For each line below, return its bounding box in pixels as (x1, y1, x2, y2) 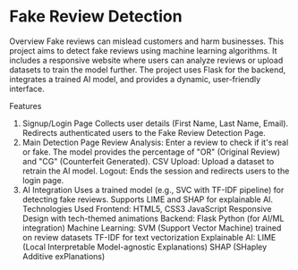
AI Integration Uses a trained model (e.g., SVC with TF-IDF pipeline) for (21, 184, 285, 195)
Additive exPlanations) (21, 250, 106, 261)
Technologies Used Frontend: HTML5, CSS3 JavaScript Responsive (21, 203, 272, 214)
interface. (9, 83, 45, 94)
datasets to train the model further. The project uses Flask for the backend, (9, 64, 286, 75)
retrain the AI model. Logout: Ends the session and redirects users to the (21, 165, 290, 176)
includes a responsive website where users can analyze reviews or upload (9, 55, 284, 65)
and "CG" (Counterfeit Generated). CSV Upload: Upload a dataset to (21, 156, 275, 166)
